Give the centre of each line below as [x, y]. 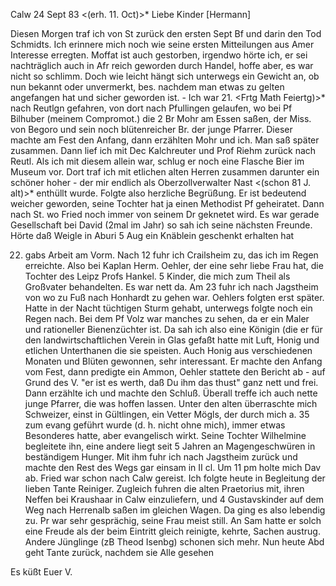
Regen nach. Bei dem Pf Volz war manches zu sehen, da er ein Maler [167, 318]
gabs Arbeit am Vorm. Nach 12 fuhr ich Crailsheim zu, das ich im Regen [171, 255]
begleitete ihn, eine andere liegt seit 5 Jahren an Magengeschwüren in [170, 446]
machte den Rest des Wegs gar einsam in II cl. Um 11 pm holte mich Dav [173, 467]
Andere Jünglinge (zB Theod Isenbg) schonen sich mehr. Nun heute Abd [174, 542]
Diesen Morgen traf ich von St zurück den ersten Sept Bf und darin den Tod [166, 33]
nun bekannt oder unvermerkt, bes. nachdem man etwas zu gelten [147, 87]
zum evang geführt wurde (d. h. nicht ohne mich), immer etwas [155, 425]
